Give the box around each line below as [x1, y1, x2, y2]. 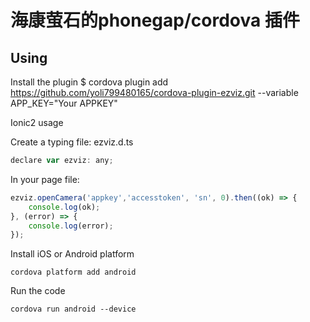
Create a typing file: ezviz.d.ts [10, 136, 134, 148]
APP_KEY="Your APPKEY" [10, 97, 118, 109]
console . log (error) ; [28, 221, 114, 231]
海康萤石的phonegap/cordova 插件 [10, 9, 300, 32]
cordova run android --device [10, 304, 137, 315]
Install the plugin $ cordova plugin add [10, 76, 169, 88]
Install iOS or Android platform [10, 248, 135, 260]
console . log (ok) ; [28, 202, 101, 212]
